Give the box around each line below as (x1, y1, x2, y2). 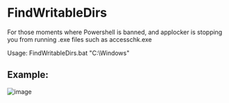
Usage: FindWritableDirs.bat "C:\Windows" (7, 49, 130, 57)
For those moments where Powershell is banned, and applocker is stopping (7, 28, 223, 36)
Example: (7, 69, 49, 81)
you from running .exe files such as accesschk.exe (7, 35, 153, 43)
